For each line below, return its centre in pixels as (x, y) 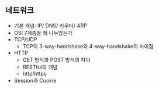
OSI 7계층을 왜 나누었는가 (43, 33)
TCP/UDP (25, 39)
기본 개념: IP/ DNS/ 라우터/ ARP (50, 26)
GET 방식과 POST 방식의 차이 (56, 59)
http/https (35, 73)
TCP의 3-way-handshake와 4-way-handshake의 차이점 (88, 46)
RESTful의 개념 (40, 67)
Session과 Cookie (35, 80)
